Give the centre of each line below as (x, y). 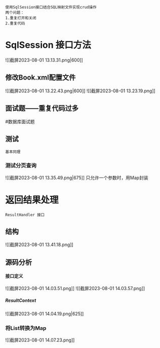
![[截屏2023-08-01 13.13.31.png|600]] (44, 60)
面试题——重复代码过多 (42, 108)
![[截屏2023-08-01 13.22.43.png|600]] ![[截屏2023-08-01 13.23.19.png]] (80, 91)
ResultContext (21, 300)
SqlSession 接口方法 (48, 45)
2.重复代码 (15, 23)
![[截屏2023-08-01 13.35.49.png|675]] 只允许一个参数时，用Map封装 (77, 178)
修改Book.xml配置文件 (41, 78)
